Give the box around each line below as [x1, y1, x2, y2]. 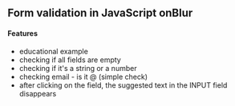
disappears [18, 88, 57, 98]
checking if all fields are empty [18, 55, 121, 65]
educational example [18, 46, 89, 56]
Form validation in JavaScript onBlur [7, 6, 193, 20]
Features [7, 28, 38, 38]
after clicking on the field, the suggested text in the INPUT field [18, 80, 228, 90]
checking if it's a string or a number [18, 63, 137, 73]
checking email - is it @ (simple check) [18, 72, 148, 81]
